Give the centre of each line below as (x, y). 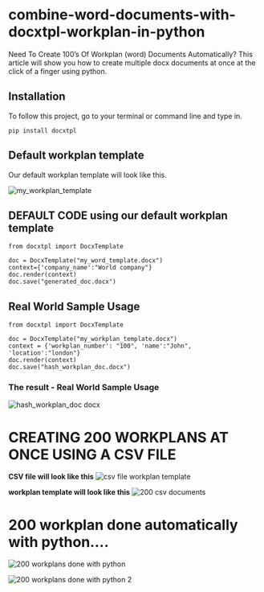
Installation (37, 97)
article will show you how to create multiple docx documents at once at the (132, 63)
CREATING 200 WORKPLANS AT (118, 437)
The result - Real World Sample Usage (84, 388)
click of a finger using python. (58, 71)
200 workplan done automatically (123, 525)
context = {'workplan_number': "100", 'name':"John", (100, 346)
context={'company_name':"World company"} (80, 268)
